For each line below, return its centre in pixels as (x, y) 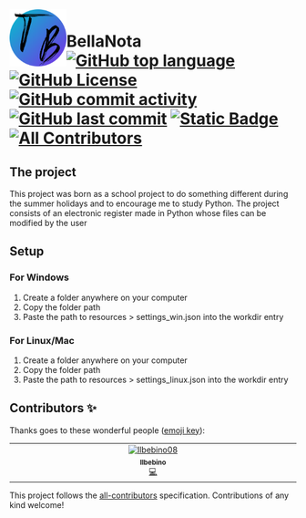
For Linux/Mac (42, 340)
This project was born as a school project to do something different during (149, 194)
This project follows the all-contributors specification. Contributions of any (149, 495)
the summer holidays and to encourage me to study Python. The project (144, 203)
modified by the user (49, 223)
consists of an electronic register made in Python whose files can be (138, 213)
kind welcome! (37, 504)
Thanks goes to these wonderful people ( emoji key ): (107, 430)
